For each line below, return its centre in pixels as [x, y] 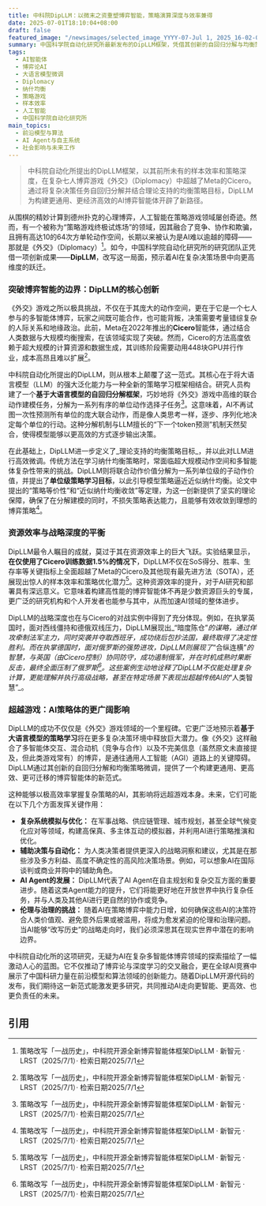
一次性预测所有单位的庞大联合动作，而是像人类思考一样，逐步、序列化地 [132, 414]
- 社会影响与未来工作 [45, 148]
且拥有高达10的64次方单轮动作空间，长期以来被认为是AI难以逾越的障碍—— [130, 237]
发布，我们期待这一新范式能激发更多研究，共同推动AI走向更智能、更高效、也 [133, 986]
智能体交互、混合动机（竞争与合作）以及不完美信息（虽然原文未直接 [139, 748]
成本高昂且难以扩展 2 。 [58, 357]
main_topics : [30, 125]
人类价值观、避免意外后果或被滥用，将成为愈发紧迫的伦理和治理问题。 [140, 919]
